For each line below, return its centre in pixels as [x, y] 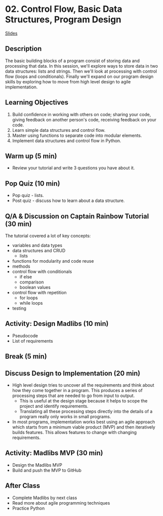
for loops [29, 298]
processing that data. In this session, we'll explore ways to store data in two [81, 66]
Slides [11, 33]
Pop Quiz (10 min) [33, 183]
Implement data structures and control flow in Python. [67, 140]
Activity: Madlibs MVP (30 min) [54, 453]
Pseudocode [25, 336]
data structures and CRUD [39, 251]
